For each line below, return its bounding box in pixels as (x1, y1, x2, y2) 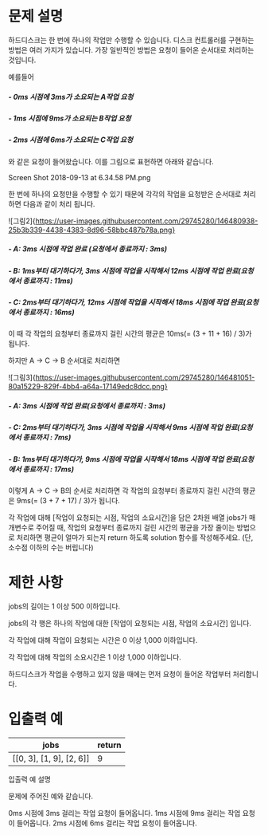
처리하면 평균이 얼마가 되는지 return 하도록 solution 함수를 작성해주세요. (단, (16, 533, 254, 542)
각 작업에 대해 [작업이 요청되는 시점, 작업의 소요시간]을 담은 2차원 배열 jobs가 (8, 513, 248, 522)
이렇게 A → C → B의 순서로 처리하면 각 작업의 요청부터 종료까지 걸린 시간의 (8, 486, 241, 495)
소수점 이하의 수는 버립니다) (8, 543, 94, 553)
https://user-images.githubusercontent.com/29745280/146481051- (35, 372, 255, 383)
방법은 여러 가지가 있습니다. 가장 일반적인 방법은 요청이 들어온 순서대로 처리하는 (8, 45, 254, 54)
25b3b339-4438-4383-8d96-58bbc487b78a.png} (8, 225, 176, 234)
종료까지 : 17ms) (22, 464, 74, 474)
